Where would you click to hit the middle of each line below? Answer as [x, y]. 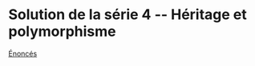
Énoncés [23, 53]
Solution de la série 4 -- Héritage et [127, 15]
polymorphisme [62, 31]
